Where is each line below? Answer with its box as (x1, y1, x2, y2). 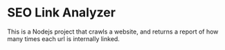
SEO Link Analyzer (7, 5, 116, 21)
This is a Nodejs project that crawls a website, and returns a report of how (7, 27, 219, 36)
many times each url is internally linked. (7, 34, 120, 42)
